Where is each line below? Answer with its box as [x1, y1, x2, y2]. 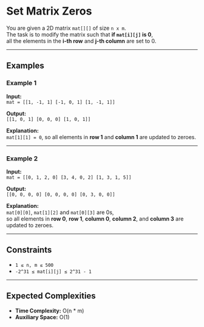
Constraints [6, 245, 52, 255]
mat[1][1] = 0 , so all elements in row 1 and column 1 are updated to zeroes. [6, 133, 196, 140]
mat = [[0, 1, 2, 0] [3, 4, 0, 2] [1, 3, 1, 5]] [6, 174, 132, 181]
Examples [6, 61, 44, 71]
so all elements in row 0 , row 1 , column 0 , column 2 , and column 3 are [6, 215, 184, 222]
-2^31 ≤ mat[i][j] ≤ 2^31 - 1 [15, 269, 92, 275]
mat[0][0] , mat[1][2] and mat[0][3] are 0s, [6, 208, 114, 216]
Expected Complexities [6, 291, 96, 301]
